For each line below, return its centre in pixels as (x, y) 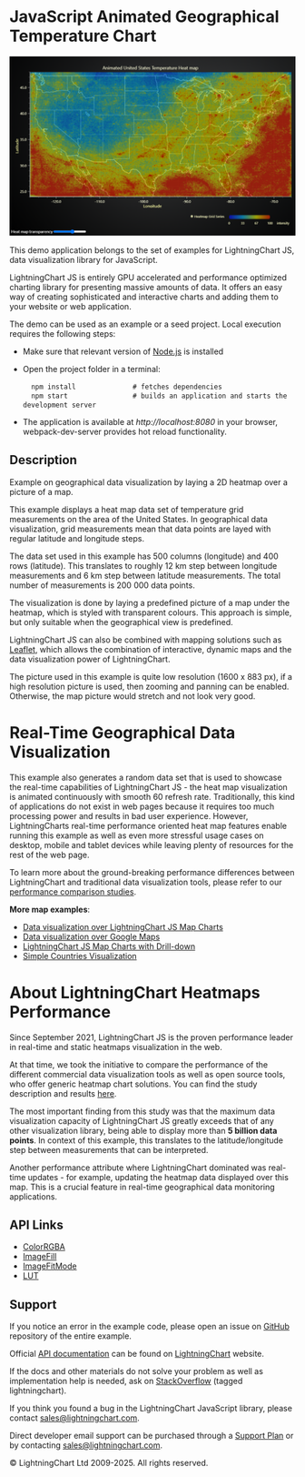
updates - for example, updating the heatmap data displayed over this (158, 1177)
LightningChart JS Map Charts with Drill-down (109, 946)
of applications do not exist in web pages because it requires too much (142, 806)
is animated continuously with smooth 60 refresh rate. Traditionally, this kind (152, 796)
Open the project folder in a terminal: (91, 369)
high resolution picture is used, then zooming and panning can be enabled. (149, 686)
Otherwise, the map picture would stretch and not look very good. (133, 696)
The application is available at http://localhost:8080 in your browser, (150, 421)
